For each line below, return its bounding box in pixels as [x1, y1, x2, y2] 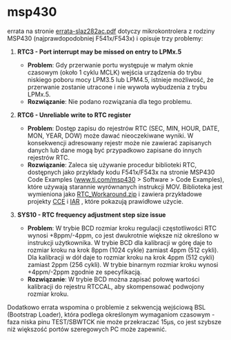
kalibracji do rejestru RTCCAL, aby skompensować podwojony [27, 282, 205, 290]
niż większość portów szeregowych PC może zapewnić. [7, 325, 167, 333]
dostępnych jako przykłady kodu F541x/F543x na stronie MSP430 [27, 168, 215, 176]
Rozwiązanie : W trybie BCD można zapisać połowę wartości [27, 275, 200, 283]
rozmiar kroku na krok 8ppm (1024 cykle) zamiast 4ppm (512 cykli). [27, 246, 219, 254]
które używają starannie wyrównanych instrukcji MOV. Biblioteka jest [27, 182, 223, 191]
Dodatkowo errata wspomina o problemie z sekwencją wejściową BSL [7, 303, 206, 311]
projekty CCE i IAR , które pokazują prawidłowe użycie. [27, 197, 184, 205]
